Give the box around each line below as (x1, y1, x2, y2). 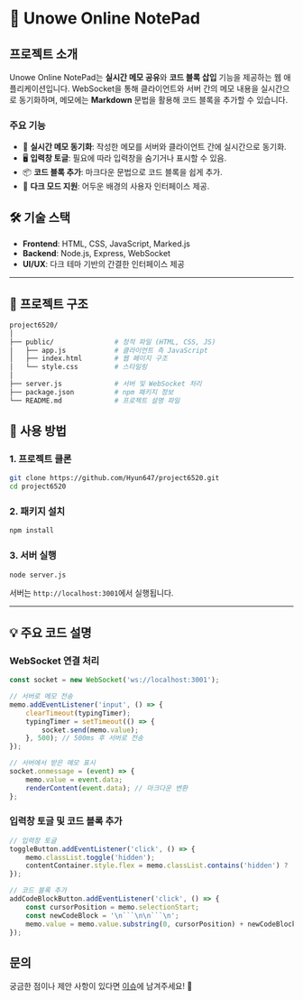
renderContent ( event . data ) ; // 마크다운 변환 (25, 783, 188, 792)
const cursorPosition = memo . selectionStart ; (25, 903, 200, 912)
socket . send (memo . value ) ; (41, 726, 140, 735)
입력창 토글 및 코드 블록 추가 (9, 815, 123, 828)
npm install (9, 526, 54, 535)
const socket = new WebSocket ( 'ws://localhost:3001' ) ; (9, 676, 220, 685)
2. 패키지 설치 (9, 505, 66, 518)
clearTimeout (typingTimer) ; (25, 708, 131, 718)
